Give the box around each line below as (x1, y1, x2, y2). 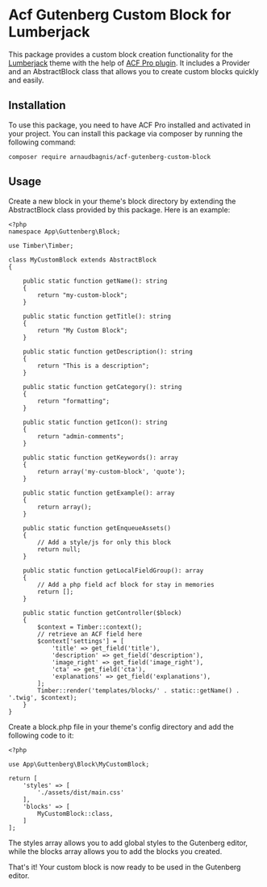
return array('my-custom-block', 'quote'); (37, 467, 186, 475)
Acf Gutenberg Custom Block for (8, 6, 232, 24)
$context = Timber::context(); (37, 623, 143, 631)
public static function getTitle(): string (23, 312, 172, 320)
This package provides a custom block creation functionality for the (8, 49, 234, 59)
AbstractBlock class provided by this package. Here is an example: (8, 204, 231, 215)
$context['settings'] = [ (37, 637, 125, 645)
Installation (8, 98, 66, 112)
